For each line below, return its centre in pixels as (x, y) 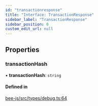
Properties (22, 50)
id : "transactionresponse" (34, 10)
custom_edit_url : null (29, 29)
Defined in (17, 87)
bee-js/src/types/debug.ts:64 (36, 98)
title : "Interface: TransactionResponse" (50, 15)
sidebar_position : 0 (27, 24)
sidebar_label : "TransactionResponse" (46, 19)
